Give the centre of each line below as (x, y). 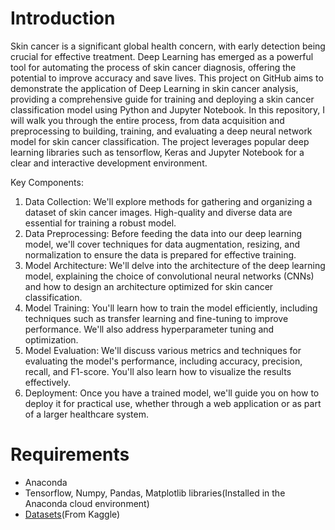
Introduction (63, 18)
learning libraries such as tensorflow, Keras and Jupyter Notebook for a (157, 152)
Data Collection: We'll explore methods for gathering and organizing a (168, 201)
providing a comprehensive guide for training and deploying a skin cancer (162, 99)
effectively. (47, 382)
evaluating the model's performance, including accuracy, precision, (163, 361)
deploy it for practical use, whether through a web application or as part (173, 403)
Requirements (70, 454)
